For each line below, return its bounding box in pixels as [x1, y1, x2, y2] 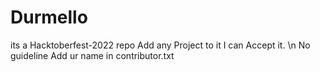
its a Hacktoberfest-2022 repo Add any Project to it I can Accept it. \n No [10, 39, 311, 51]
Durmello [10, 6, 88, 29]
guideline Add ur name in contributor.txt [10, 49, 175, 61]
